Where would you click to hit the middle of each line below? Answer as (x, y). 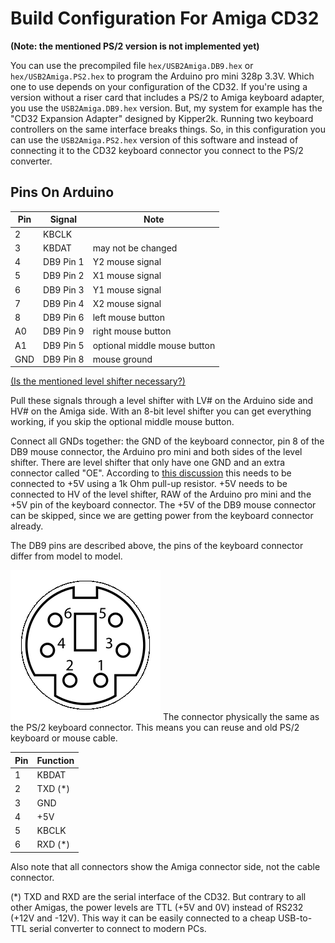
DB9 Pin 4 (64, 303)
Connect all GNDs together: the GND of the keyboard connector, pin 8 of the (167, 441)
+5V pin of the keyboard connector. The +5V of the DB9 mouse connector (163, 505)
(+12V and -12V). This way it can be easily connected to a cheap (143, 918)
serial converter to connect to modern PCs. (117, 928)
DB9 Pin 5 (64, 345)
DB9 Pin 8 (64, 359)
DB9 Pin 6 (64, 317)
